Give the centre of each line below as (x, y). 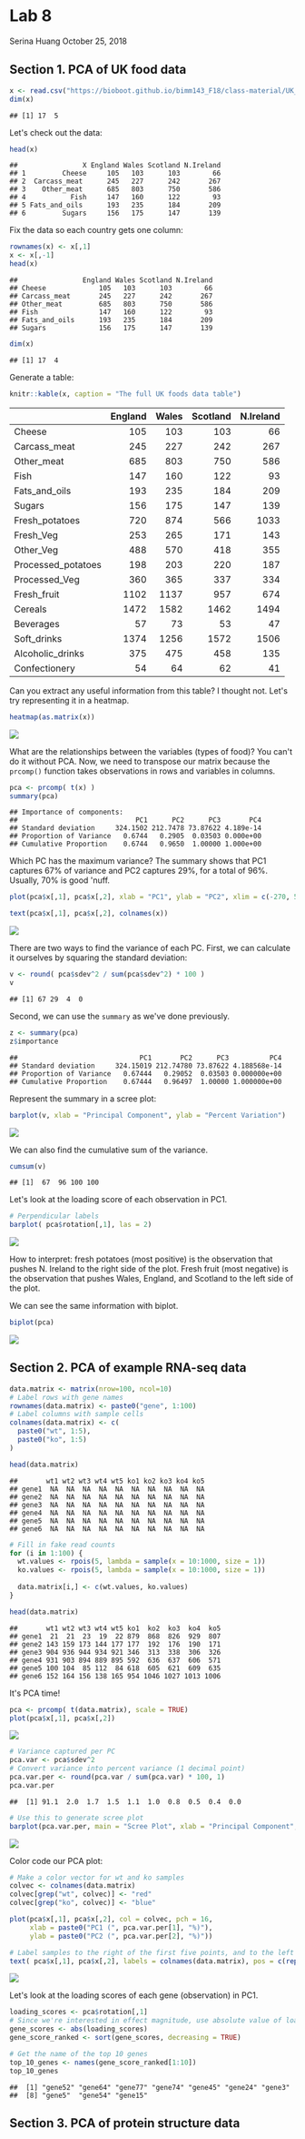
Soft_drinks (38, 638)
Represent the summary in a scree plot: (83, 1099)
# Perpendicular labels (54, 1216)
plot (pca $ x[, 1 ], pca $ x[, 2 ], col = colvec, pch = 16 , (111, 1920)
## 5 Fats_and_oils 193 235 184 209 (115, 206)
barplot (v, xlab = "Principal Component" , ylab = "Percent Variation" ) (148, 1115)
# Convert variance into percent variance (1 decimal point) (128, 1769)
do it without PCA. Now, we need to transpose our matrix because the (140, 761)
